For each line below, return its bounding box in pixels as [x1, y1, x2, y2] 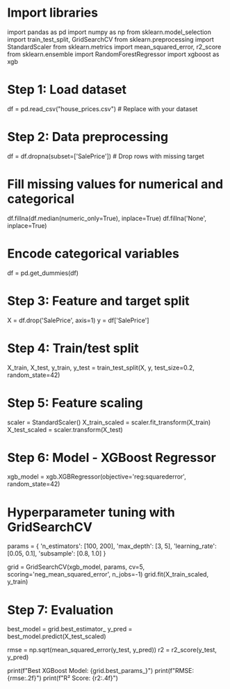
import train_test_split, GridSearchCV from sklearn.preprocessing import [7, 35, 214, 43]
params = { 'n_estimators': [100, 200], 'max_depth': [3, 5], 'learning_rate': [7, 542, 217, 550]
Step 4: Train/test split [7, 340, 139, 356]
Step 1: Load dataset [7, 82, 127, 98]
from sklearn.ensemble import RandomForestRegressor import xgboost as [7, 50, 220, 58]
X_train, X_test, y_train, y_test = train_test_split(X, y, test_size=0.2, [7, 363, 195, 372]
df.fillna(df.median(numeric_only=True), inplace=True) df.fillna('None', [7, 214, 207, 222]
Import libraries [7, 5, 99, 21]
